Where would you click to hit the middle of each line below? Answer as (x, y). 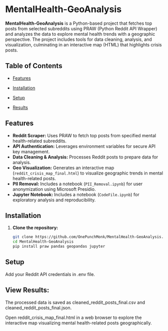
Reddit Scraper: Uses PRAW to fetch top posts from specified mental (84, 135)
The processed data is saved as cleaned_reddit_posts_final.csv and (75, 302)
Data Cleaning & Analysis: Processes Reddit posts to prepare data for (85, 157)
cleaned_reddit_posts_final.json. (38, 308)
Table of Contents (34, 66)
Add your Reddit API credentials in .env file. (50, 274)
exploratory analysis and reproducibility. (54, 200)
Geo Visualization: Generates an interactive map (63, 168)
